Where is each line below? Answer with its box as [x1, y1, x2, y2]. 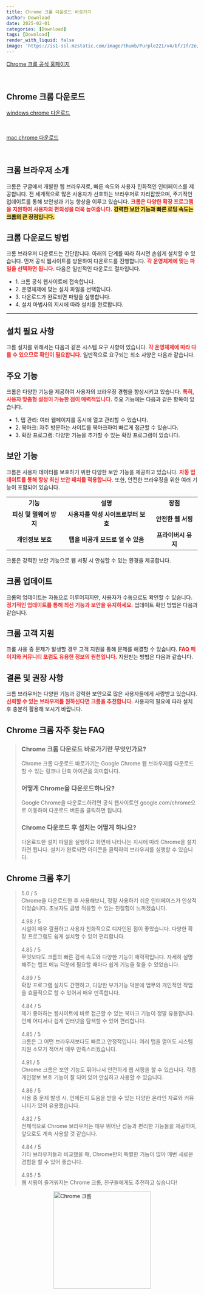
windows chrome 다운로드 [6, 109, 71, 116]
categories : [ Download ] [6, 26, 67, 32]
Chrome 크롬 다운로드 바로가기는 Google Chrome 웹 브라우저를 [21, 759, 173, 767]
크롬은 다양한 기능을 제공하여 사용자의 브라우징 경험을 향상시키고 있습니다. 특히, [6, 388, 194, 395]
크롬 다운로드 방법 [6, 232, 69, 243]
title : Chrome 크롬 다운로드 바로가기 [6, 9, 92, 15]
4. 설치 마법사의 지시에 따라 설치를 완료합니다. [15, 301, 124, 308]
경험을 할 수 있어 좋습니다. [21, 1158, 83, 1166]
